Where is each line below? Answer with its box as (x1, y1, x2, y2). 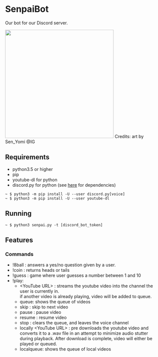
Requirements (5, 153, 50, 161)
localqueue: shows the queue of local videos (19, 346, 111, 352)
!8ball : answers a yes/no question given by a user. (12, 262, 116, 268)
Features (5, 236, 33, 244)
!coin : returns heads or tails (12, 267, 70, 273)
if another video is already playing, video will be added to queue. (19, 294, 152, 300)
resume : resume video (19, 314, 67, 320)
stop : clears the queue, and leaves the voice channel (19, 320, 129, 326)
